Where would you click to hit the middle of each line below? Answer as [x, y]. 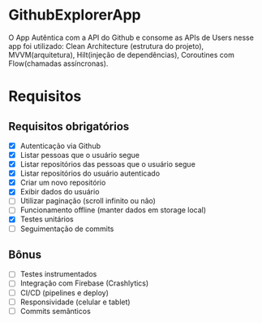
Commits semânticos [55, 311]
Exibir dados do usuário [60, 192]
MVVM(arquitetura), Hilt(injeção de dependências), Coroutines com [122, 55]
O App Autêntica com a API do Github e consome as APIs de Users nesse [131, 37]
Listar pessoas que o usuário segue [80, 155]
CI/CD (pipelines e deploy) [64, 292]
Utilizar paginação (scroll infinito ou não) [88, 201]
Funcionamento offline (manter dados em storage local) [113, 210]
